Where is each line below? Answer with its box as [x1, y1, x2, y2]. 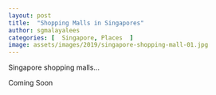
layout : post [8, 11, 52, 20]
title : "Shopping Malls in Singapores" [8, 19, 145, 27]
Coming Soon [8, 78, 53, 88]
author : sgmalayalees [8, 26, 81, 34]
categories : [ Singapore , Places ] [8, 33, 134, 42]
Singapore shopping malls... [8, 63, 100, 72]
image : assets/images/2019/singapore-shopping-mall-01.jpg [8, 41, 209, 49]
